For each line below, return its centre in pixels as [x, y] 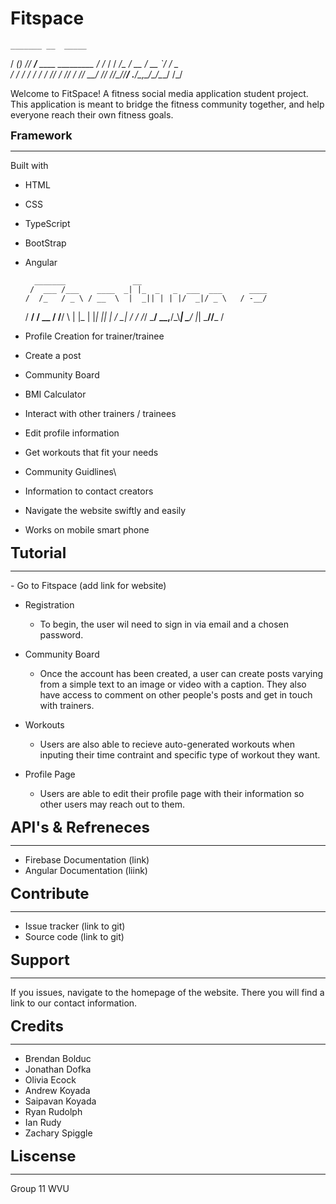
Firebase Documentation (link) [87, 859]
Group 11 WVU [40, 1188]
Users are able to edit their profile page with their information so [172, 793]
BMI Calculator [55, 394]
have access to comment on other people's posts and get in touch [176, 694]
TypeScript [47, 223]
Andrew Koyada [57, 1090]
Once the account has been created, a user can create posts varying [181, 673]
